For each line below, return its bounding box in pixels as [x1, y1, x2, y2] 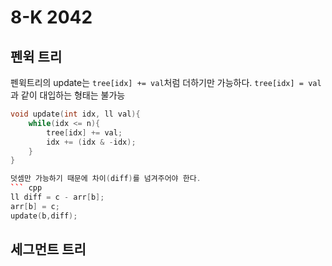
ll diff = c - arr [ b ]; [10, 192, 105, 202]
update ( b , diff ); [10, 211, 78, 221]
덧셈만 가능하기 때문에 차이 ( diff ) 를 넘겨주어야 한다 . [10, 174, 202, 184]
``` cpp [10, 183, 43, 193]
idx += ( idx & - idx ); [46, 137, 137, 147]
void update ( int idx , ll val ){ [10, 109, 141, 119]
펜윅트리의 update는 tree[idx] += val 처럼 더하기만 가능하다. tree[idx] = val [10, 77, 322, 88]
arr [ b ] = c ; [10, 201, 60, 211]
